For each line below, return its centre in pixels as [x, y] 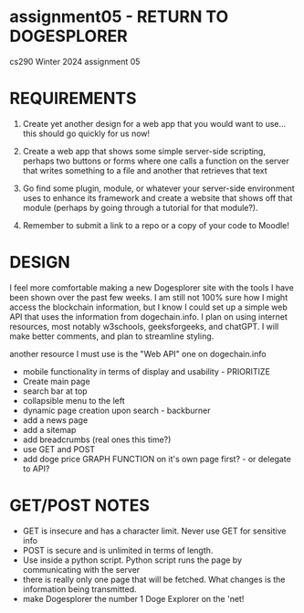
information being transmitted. [79, 589]
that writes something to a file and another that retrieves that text [145, 170]
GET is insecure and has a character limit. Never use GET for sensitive [154, 531]
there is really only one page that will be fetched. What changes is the [154, 579]
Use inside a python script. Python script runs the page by [132, 560]
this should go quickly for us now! [86, 133]
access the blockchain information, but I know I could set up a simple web [148, 307]
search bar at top [55, 391]
